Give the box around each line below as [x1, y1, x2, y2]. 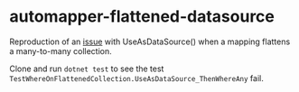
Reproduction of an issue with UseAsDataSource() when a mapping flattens [9, 36, 291, 47]
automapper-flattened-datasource [9, 6, 276, 27]
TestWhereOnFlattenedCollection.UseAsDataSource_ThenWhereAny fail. [9, 72, 264, 83]
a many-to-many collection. [9, 45, 113, 56]
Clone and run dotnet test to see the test [9, 63, 164, 74]
